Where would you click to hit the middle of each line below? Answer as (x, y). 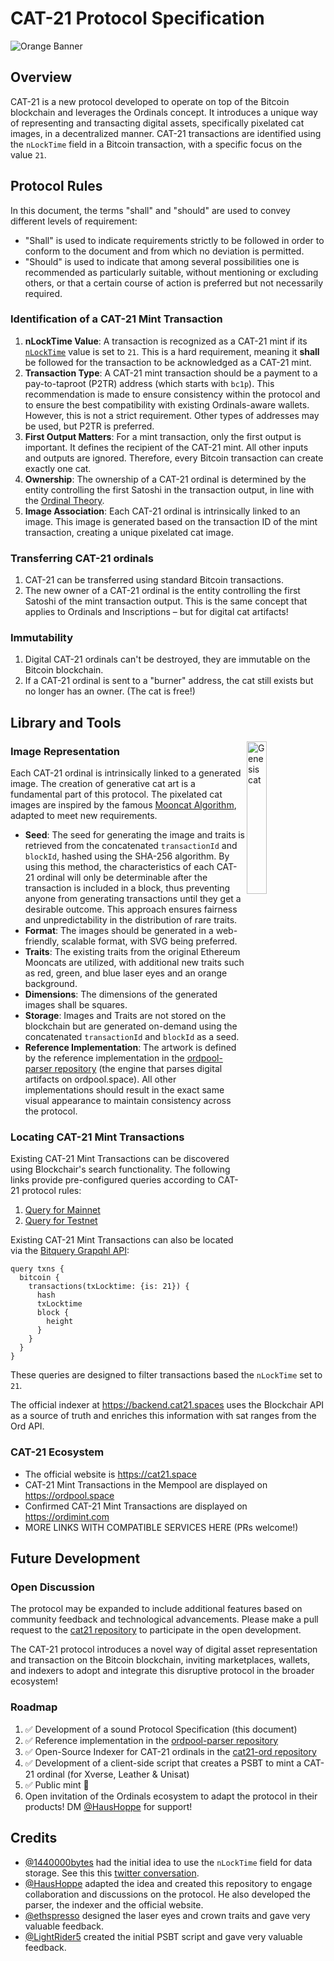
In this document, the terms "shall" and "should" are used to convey (150, 210)
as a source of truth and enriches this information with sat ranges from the (163, 1416)
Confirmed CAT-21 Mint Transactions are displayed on (136, 1506)
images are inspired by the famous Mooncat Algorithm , (123, 805)
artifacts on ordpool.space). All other (100, 1079)
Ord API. (27, 1426)
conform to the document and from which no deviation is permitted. (164, 251)
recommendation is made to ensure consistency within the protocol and (172, 394)
